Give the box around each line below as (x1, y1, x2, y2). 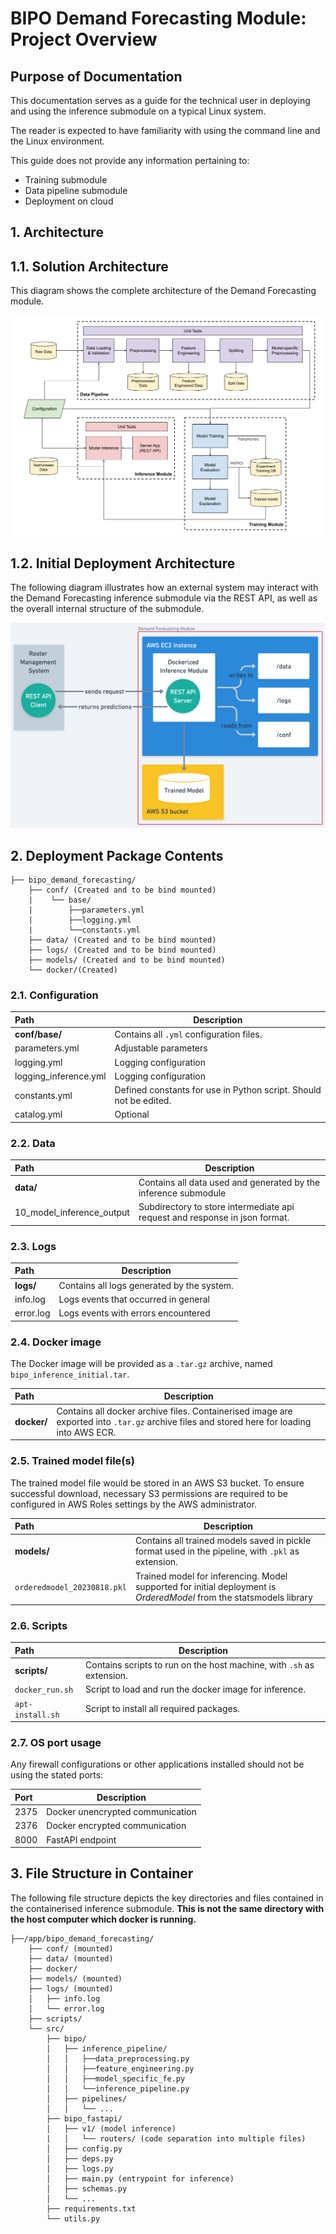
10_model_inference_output (14, 1206, 130, 1218)
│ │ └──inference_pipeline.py (46, 2083, 190, 2094)
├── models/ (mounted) (28, 1973, 123, 1984)
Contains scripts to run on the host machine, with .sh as (85, 1659, 315, 1671)
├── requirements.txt (46, 2203, 137, 2214)
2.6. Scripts (10, 1618, 68, 1632)
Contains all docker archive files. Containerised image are (56, 1405, 293, 1417)
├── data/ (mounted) (28, 1953, 114, 1964)
